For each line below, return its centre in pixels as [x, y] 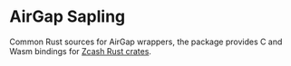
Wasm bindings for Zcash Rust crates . [81, 51]
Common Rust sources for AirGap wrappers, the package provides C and [146, 42]
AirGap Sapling [68, 17]
